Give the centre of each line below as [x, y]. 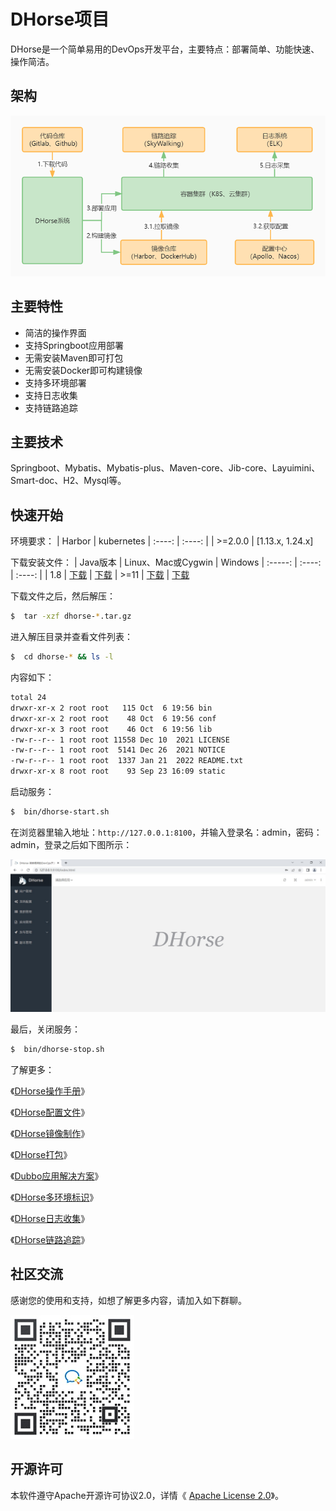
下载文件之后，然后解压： [63, 596]
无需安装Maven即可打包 [74, 357]
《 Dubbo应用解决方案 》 [57, 1176]
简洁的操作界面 [55, 332]
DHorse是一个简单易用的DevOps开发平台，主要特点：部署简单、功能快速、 [165, 49]
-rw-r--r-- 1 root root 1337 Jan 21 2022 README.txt [127, 761]
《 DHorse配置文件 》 [50, 1112]
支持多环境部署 [55, 382]
